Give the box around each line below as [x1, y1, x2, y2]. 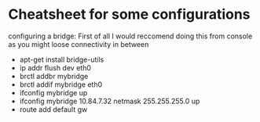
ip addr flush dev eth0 [19, 63, 92, 72]
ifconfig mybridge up [19, 88, 88, 97]
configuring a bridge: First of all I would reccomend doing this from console [8, 31, 253, 41]
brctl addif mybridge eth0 [19, 80, 103, 89]
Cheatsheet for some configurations [8, 5, 251, 23]
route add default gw [19, 104, 88, 114]
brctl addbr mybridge [19, 71, 89, 81]
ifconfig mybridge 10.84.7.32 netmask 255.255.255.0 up [19, 96, 200, 106]
